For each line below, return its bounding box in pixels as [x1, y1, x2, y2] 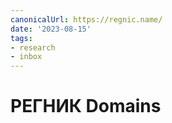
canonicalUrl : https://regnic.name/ [10, 14, 163, 25]
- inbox [10, 52, 43, 62]
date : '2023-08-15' [10, 24, 92, 34]
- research [10, 42, 56, 53]
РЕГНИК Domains [10, 95, 162, 118]
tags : [10, 33, 33, 43]
